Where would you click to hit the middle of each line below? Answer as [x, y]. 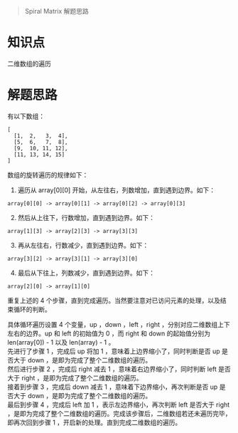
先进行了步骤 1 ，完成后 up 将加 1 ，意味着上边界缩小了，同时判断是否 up [114, 351]
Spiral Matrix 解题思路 [56, 11]
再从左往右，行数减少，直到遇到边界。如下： [83, 245]
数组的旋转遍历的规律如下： [48, 174]
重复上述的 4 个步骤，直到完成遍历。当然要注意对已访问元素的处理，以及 [114, 300]
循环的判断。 [32, 309]
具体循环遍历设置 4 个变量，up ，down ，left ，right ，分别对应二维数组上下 [119, 324]
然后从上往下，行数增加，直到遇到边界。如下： [86, 217]
